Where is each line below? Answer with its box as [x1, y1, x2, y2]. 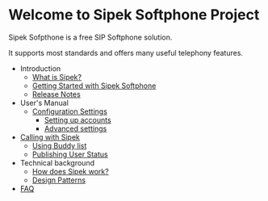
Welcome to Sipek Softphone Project [8, 6, 260, 24]
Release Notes [31, 89, 81, 98]
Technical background [19, 157, 95, 167]
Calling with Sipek [19, 132, 81, 142]
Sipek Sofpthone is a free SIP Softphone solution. [8, 32, 173, 42]
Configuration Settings [31, 107, 107, 116]
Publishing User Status [31, 149, 108, 159]
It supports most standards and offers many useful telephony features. [8, 48, 244, 57]
